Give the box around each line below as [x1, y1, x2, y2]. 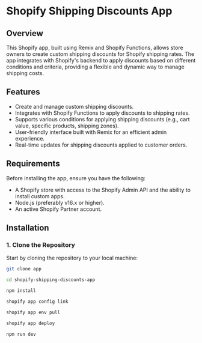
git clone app [6, 266, 42, 272]
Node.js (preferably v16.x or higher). [14, 199, 105, 206]
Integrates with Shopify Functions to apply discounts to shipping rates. [14, 109, 191, 117]
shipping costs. [6, 70, 44, 76]
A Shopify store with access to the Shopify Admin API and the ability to [14, 186, 191, 193]
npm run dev [6, 331, 36, 337]
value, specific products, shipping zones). [14, 122, 119, 129]
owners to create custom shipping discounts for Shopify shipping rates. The [6, 50, 195, 58]
